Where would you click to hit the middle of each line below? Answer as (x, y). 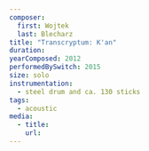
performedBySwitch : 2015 (55, 68)
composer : (27, 17)
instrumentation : (41, 83)
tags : (19, 100)
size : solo (29, 75)
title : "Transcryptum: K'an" (63, 42)
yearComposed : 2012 (45, 59)
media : (21, 116)
